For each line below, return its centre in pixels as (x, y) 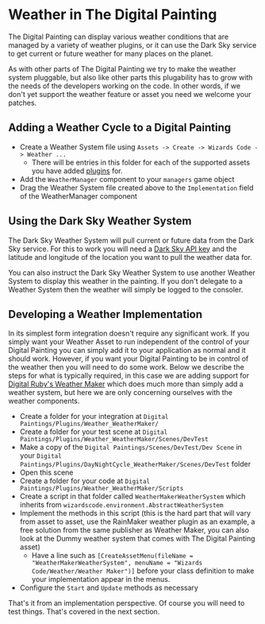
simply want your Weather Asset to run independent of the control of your (129, 342)
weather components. (44, 401)
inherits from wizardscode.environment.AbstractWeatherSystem (121, 505)
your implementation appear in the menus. (101, 579)
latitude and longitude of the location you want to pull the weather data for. (130, 257)
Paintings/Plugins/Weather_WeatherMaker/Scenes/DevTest (114, 440)
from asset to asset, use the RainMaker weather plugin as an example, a (137, 521)
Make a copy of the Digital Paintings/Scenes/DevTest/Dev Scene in (131, 448)
